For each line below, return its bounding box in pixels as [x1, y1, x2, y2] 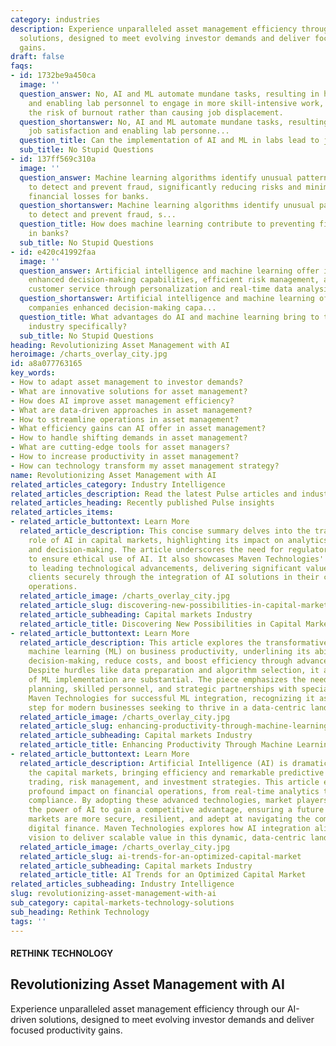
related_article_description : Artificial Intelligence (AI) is [19, 758, 288, 768]
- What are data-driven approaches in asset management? [10, 405, 253, 415]
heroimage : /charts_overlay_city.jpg [10, 349, 168, 360]
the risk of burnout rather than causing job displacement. [28, 107, 284, 118]
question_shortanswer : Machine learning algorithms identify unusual [19, 201, 315, 211]
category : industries [10, 14, 101, 25]
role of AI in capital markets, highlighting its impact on [28, 535, 284, 545]
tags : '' [10, 916, 47, 926]
